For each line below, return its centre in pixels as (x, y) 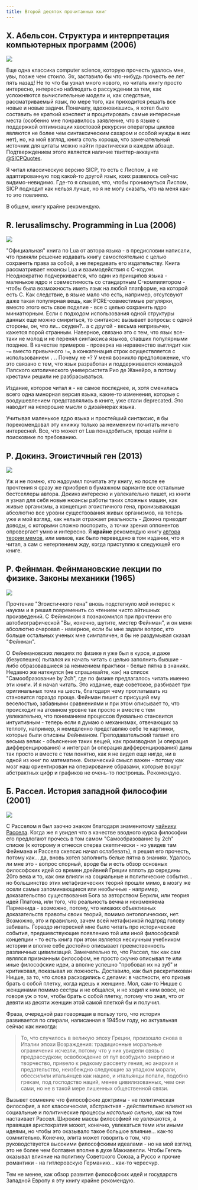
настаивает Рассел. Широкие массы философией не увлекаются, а (91, 1118)
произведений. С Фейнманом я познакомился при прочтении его (89, 616)
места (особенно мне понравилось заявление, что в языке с (83, 121)
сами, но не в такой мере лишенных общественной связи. (94, 1088)
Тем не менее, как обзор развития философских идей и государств (92, 1174)
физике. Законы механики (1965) (71, 578)
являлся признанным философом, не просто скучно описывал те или (94, 958)
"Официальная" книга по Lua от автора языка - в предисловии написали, (99, 251)
